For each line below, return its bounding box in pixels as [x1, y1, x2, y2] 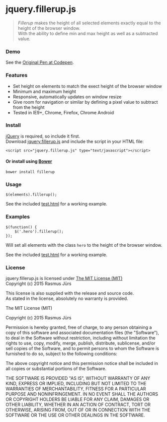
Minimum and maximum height [12, 88, 77, 94]
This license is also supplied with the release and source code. [5, 290, 134, 296]
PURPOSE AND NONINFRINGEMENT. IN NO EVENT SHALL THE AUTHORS [5, 391, 159, 397]
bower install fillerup [5, 170, 55, 175]
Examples [5, 213, 30, 220]
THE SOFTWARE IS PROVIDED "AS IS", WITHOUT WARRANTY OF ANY [5, 375, 151, 381]
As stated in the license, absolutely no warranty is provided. [5, 295, 128, 301]
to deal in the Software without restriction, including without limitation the [5, 335, 156, 341]
